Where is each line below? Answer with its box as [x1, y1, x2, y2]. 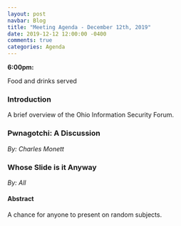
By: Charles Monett [7, 144, 64, 153]
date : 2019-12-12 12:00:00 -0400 [7, 30, 107, 38]
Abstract [7, 195, 34, 203]
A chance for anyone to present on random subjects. [7, 210, 162, 219]
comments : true [7, 37, 53, 44]
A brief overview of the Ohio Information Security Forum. [7, 111, 175, 119]
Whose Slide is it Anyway [7, 162, 98, 172]
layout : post [7, 10, 46, 18]
